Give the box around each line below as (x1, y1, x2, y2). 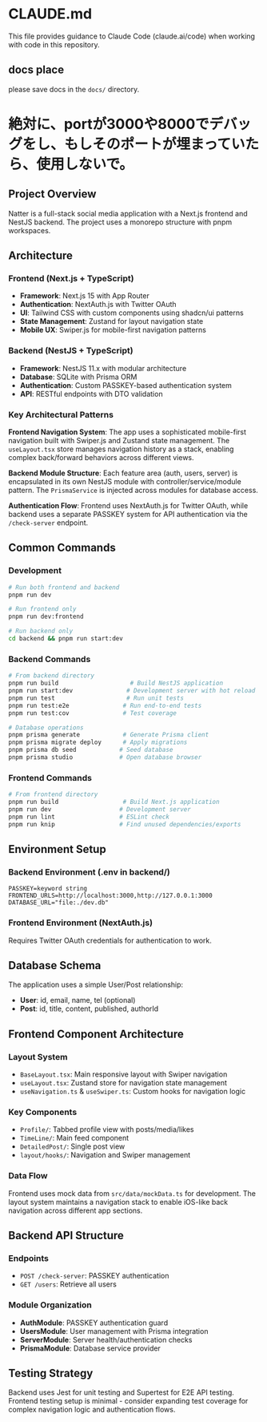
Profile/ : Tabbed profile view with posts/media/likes (19, 1125, 194, 1134)
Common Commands (8, 541, 116, 555)
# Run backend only (8, 627, 74, 636)
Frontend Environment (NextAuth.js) (8, 917, 153, 928)
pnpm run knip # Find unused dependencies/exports (8, 820, 241, 828)
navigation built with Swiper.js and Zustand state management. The (8, 436, 230, 446)
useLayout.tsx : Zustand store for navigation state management (19, 1078, 228, 1088)
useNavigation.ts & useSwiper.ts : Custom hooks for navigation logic (19, 1087, 246, 1097)
